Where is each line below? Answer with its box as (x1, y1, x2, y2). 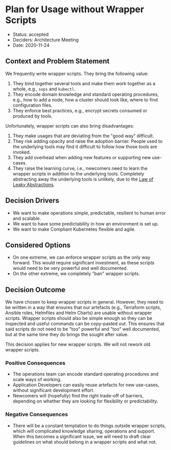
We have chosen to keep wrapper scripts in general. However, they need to (5, 299, 164, 305)
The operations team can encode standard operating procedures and (12, 371, 159, 377)
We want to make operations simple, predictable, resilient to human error (12, 210, 166, 216)
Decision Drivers (5, 196, 60, 205)
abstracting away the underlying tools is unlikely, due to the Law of (12, 176, 154, 182)
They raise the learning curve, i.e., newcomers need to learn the (12, 165, 148, 171)
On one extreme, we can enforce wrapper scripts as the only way (12, 254, 151, 261)
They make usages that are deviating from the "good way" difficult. (12, 133, 154, 139)
